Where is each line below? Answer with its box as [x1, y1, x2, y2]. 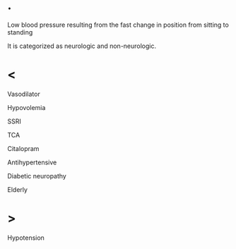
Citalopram [7, 144, 40, 152]
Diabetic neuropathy [7, 171, 67, 180]
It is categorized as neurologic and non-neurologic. [7, 42, 157, 50]
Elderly [7, 185, 28, 194]
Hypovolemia [7, 103, 46, 111]
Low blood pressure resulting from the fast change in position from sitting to [7, 20, 230, 29]
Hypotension [7, 233, 45, 242]
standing [7, 28, 33, 36]
